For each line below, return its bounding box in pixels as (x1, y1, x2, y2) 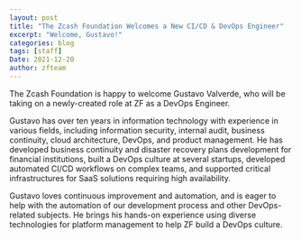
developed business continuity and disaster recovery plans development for (9, 143, 292, 154)
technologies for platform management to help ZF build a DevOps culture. (9, 218, 283, 230)
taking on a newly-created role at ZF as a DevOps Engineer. (9, 97, 231, 108)
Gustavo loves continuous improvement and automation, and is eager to (9, 190, 277, 201)
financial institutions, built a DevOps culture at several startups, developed (9, 153, 286, 164)
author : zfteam (9, 64, 67, 73)
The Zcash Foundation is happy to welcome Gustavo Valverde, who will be (9, 87, 286, 99)
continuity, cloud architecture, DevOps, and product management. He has (9, 134, 284, 145)
